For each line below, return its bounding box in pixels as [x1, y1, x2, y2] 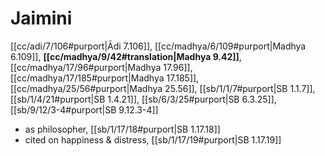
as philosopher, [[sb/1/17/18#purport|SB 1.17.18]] [24, 123, 221, 135]
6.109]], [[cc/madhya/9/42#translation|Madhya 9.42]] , [10, 50, 242, 62]
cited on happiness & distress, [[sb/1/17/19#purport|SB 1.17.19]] [24, 133, 282, 146]
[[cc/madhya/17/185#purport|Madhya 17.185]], [10, 72, 200, 84]
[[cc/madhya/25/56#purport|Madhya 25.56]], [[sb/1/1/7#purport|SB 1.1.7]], [10, 82, 316, 94]
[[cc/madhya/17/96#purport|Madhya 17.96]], [10, 61, 193, 73]
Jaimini [10, 7, 73, 30]
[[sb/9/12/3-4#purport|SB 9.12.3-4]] [10, 103, 159, 116]
